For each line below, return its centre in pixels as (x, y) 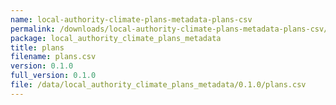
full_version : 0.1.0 (53, 76)
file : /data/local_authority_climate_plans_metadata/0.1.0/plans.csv (158, 85)
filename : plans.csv (53, 57)
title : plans (37, 47)
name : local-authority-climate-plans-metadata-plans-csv (131, 19)
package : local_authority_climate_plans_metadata (116, 38)
